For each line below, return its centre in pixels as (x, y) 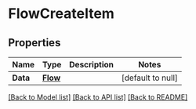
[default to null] (150, 78)
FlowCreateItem (62, 14)
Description (91, 65)
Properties (34, 43)
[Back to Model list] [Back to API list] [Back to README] (98, 97)
